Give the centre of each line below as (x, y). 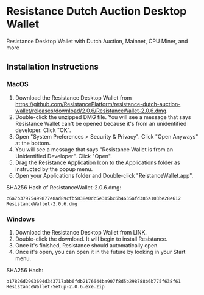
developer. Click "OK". (43, 130)
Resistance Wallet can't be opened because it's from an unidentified (101, 123)
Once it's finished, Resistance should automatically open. (87, 245)
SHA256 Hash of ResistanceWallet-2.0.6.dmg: (64, 187)
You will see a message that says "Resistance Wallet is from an (94, 149)
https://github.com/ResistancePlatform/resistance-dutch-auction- (98, 104)
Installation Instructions (53, 67)
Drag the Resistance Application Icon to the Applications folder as (98, 162)
